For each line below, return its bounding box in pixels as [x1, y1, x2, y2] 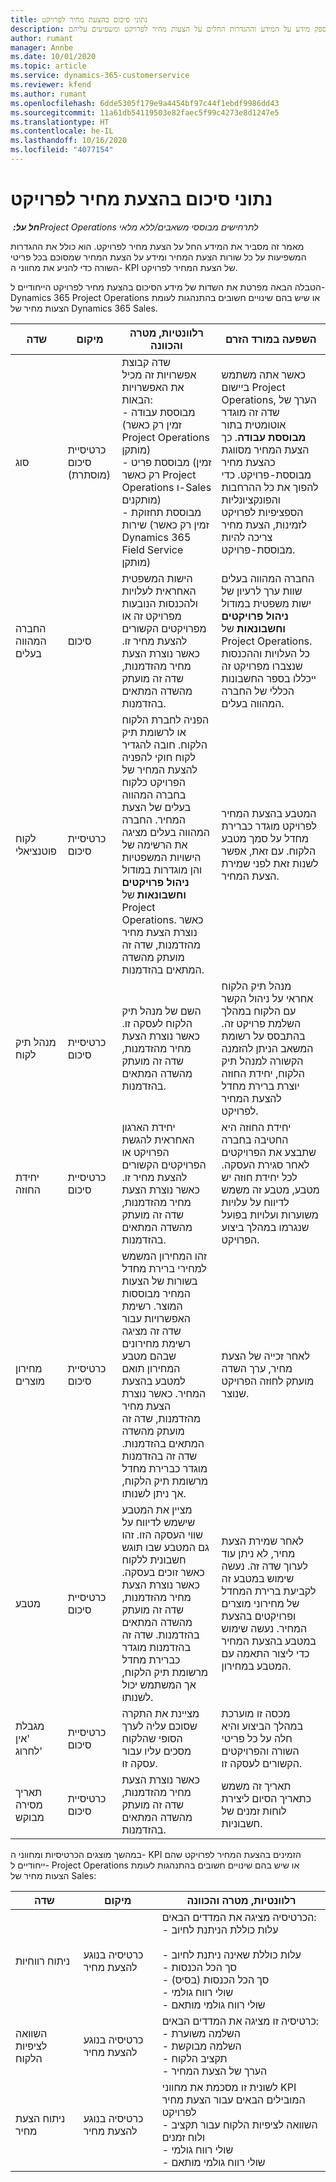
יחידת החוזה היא [221, 1120, 292, 1134]
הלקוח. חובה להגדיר [121, 737, 208, 751]
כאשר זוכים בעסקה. [121, 1565, 205, 1579]
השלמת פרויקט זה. [221, 1016, 302, 1030]
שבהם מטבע [121, 1349, 177, 1363]
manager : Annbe [10, 42, 74, 53]
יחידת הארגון [121, 1120, 176, 1134]
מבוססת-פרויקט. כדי [221, 467, 312, 481]
